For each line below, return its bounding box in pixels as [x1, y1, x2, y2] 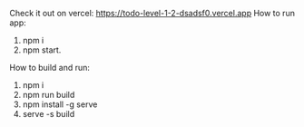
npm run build [22, 90, 75, 100]
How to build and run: [9, 63, 91, 73]
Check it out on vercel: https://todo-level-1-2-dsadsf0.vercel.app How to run [9, 8, 295, 18]
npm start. [22, 44, 62, 55]
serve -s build [22, 109, 75, 119]
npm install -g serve [22, 99, 98, 110]
